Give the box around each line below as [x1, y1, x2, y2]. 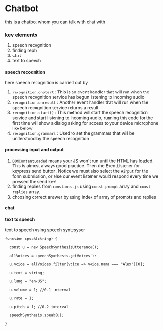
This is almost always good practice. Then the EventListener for [12, 163, 140, 168]
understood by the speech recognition [12, 136, 89, 142]
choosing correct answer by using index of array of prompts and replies [12, 194, 157, 200]
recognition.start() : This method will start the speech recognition [12, 110, 148, 116]
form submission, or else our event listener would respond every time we [12, 173, 159, 179]
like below [12, 125, 33, 131]
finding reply [12, 47, 38, 54]
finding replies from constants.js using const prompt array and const [12, 184, 151, 189]
